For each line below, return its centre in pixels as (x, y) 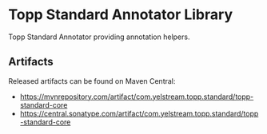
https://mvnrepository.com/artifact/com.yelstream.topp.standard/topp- (137, 97)
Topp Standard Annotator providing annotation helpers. (99, 37)
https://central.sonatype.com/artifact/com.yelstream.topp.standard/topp (139, 113)
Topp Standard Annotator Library (121, 15)
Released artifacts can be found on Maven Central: (92, 81)
